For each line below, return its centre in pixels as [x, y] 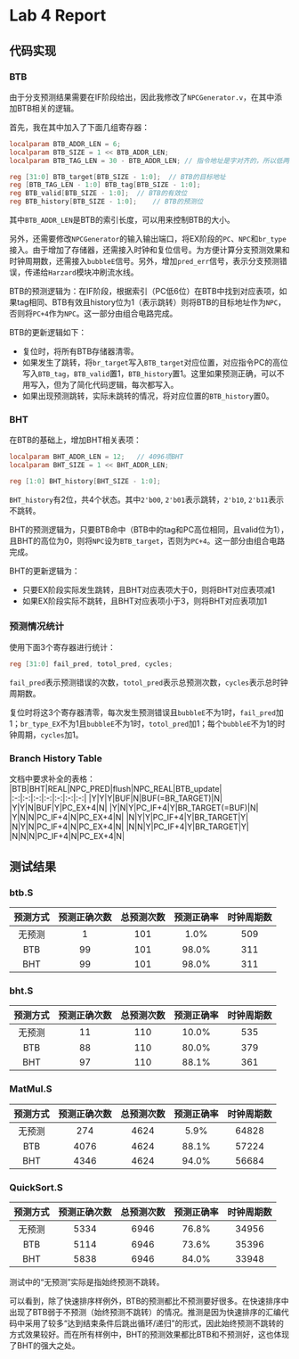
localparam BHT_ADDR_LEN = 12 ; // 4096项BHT [97, 457]
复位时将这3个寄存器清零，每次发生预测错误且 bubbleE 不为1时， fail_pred [142, 712]
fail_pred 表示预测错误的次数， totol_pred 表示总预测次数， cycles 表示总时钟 [149, 682]
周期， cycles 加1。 [50, 735]
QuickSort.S [36, 1187]
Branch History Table [56, 759]
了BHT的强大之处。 [44, 1345]
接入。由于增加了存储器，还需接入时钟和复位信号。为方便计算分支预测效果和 [149, 250]
